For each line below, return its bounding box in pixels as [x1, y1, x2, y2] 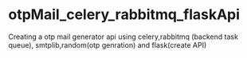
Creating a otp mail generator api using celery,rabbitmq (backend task [8, 32, 239, 41]
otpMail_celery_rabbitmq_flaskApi [8, 6, 241, 24]
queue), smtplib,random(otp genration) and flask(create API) [8, 40, 207, 49]
